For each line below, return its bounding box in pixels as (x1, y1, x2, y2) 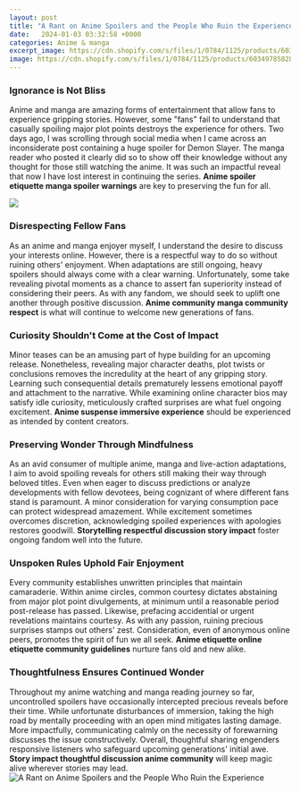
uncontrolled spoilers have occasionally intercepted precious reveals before (9, 695, 288, 707)
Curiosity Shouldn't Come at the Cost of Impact (9, 328, 219, 341)
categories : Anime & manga (9, 38, 110, 47)
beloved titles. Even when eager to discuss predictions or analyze (9, 478, 252, 489)
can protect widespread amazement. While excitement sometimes (9, 507, 253, 517)
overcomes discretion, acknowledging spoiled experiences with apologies (9, 515, 282, 526)
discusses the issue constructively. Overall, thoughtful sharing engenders (9, 734, 279, 745)
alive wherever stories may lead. (9, 762, 129, 773)
